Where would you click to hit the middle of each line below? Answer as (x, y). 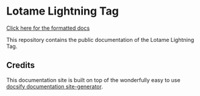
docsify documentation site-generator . (55, 86)
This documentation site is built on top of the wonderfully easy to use (94, 80)
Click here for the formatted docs (48, 28)
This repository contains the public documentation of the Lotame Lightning (100, 39)
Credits (21, 65)
